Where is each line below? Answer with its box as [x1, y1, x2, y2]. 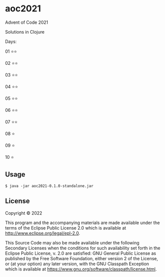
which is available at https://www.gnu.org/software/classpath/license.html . [5, 266, 157, 272]
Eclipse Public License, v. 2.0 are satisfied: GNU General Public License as [5, 250, 156, 256]
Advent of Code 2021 [5, 19, 48, 25]
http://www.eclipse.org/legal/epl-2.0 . [5, 230, 80, 236]
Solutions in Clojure [5, 29, 45, 35]
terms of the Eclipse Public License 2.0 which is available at [5, 225, 127, 231]
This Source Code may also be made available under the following [5, 239, 139, 245]
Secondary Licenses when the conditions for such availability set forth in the [5, 245, 161, 251]
